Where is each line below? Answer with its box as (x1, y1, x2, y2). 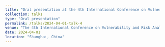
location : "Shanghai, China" (5, 35, 65, 40)
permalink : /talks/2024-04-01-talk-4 (5, 21, 82, 26)
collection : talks (5, 12, 43, 17)
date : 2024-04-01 (5, 30, 41, 35)
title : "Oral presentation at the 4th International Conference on (5, 7, 146, 12)
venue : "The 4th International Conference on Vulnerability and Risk (5, 25, 151, 30)
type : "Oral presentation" (5, 16, 60, 21)
